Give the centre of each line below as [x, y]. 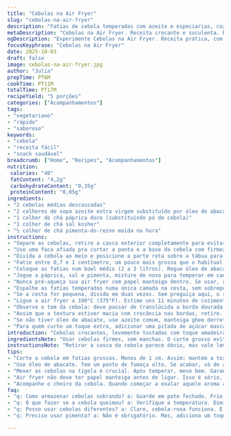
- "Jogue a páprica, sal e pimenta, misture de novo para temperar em [110, 275]
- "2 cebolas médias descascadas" [57, 205]
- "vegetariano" [30, 115]
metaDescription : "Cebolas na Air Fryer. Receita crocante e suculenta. [113, 33]
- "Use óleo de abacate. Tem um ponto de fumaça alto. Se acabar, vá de [113, 365]
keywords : [21, 135]
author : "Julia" [30, 71]
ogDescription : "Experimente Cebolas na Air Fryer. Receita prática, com [115, 39]
